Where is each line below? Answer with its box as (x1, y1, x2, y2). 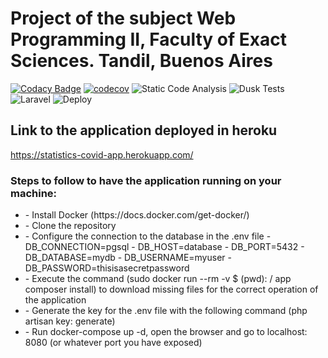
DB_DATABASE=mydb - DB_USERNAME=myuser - (24, 252, 232, 264)
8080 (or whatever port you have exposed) (24, 337, 203, 349)
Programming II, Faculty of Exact (10, 28, 287, 51)
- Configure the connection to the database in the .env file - (24, 230, 272, 242)
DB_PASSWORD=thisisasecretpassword (24, 262, 190, 274)
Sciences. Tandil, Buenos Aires (10, 50, 273, 72)
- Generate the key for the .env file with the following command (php (24, 305, 308, 317)
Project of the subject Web (10, 7, 237, 30)
